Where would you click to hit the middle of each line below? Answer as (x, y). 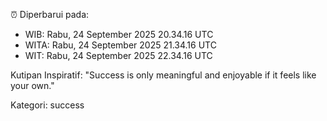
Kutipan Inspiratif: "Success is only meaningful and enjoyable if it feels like (163, 75)
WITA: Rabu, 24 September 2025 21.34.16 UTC (120, 45)
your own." (32, 85)
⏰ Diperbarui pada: (50, 14)
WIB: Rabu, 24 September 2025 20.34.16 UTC (119, 34)
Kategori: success (47, 105)
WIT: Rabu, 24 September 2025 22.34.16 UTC (118, 55)
